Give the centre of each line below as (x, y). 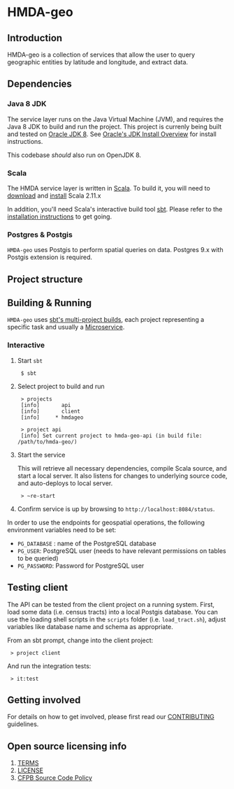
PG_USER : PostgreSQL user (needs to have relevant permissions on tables (122, 551)
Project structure (45, 279)
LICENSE (30, 770)
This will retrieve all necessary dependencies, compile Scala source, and (122, 468)
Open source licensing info (67, 746)
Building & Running (50, 303)
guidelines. (23, 724)
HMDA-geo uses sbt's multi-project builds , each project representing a (106, 320)
